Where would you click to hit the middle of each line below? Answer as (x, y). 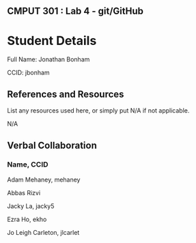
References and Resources (66, 94)
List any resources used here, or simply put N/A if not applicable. (98, 111)
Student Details (52, 41)
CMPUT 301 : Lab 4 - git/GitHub (75, 11)
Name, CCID (28, 165)
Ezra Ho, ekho (27, 219)
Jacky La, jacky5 (31, 206)
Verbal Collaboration (52, 145)
